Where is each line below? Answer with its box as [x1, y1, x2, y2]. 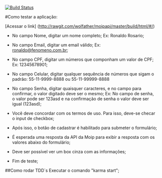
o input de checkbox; [12, 116, 55, 121]
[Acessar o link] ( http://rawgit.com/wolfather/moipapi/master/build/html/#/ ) [5, 23, 155, 29]
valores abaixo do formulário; [12, 139, 71, 145]
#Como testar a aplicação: [5, 14, 58, 19]
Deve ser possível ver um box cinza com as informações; [12, 149, 126, 154]
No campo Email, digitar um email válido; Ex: [12, 42, 101, 48]
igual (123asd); [12, 101, 42, 106]
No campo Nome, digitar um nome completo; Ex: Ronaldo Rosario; [12, 33, 144, 38]
